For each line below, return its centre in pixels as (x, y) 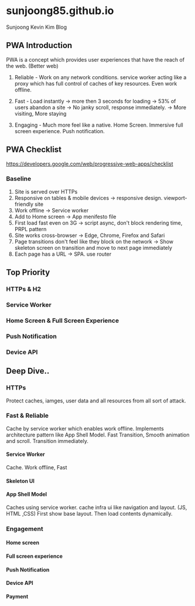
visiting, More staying (40, 113)
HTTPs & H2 (24, 289)
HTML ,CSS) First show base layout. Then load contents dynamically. (89, 513)
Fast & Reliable (27, 416)
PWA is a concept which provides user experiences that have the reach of (95, 59)
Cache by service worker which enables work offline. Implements (85, 428)
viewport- (175, 198)
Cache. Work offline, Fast (37, 468)
